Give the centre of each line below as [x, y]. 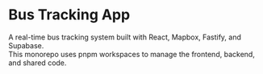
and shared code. [38, 63]
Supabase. [26, 45]
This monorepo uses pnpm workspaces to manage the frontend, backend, [132, 54]
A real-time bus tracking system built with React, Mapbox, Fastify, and [125, 37]
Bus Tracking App [69, 15]
